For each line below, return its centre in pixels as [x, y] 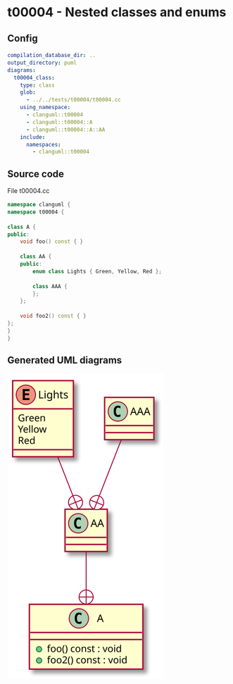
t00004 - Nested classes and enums [117, 12]
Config [23, 38]
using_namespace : [45, 107]
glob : [28, 92]
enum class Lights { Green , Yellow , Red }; [97, 271]
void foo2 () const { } [53, 316]
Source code [36, 174]
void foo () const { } [51, 242]
